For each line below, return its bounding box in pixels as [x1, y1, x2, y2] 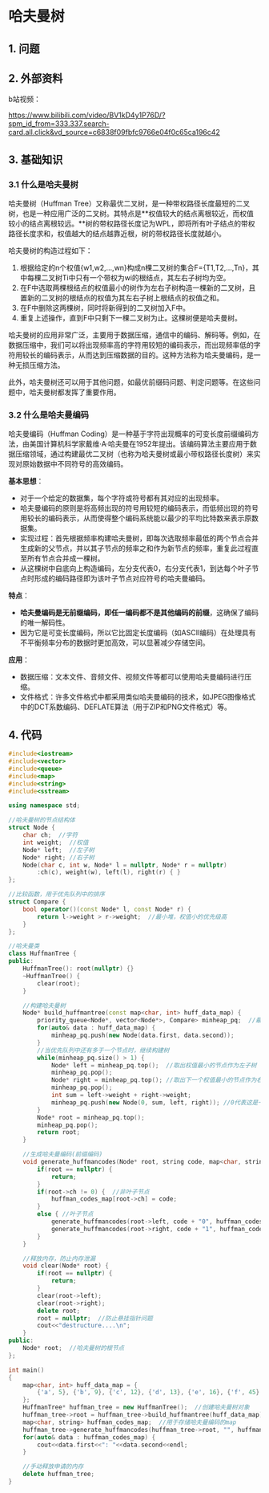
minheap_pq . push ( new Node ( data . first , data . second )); [50, 1031, 235, 1040]
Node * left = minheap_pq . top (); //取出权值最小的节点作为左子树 [50, 1061, 257, 1069]
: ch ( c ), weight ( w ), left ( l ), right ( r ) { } [37, 868, 181, 876]
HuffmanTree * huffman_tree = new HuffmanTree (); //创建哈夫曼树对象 [22, 1403, 250, 1412]
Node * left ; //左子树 [22, 846, 94, 854]
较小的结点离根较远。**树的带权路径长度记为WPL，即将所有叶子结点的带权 [8, 218, 255, 229]
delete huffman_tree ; [22, 1471, 94, 1479]
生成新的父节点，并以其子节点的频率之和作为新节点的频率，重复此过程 [19, 544, 252, 553]
